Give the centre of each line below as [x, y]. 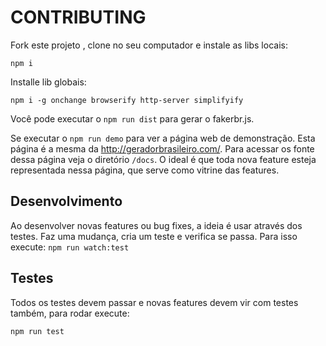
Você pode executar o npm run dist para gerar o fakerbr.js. [132, 118]
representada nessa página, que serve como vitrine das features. [145, 170]
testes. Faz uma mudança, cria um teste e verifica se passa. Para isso [154, 236]
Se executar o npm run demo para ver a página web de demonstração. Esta [163, 138]
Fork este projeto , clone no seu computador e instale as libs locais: [149, 45]
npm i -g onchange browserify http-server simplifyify [127, 100]
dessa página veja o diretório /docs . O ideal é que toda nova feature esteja [163, 159]
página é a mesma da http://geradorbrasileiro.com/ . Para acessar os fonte [162, 148]
